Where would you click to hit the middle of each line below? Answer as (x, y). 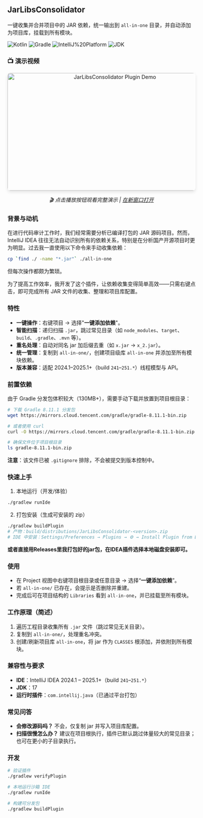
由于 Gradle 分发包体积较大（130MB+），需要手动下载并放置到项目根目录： (99, 398)
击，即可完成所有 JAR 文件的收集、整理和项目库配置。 (74, 292)
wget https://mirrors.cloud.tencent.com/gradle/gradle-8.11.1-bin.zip (97, 415)
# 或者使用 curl (26, 426)
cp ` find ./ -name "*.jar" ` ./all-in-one (60, 259)
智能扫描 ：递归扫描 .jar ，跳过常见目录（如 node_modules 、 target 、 (99, 330)
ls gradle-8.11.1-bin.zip (39, 448)
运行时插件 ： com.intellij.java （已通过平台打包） (78, 695)
